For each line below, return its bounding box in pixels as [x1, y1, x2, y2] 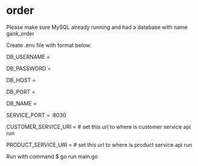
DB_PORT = [6, 88, 36, 95]
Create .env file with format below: [6, 41, 92, 49]
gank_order [6, 29, 35, 37]
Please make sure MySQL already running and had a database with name [6, 23, 188, 31]
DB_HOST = [6, 76, 36, 84]
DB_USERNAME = [6, 53, 51, 60]
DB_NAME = [6, 100, 37, 107]
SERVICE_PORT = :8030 [6, 111, 66, 118]
